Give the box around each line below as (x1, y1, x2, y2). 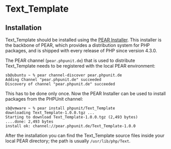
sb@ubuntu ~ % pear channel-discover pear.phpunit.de (5, 73, 123, 78)
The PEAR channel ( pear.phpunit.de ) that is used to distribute (5, 57, 135, 64)
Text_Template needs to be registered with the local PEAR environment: (5, 63, 156, 69)
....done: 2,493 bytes (5, 119, 54, 124)
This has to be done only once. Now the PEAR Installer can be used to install (5, 91, 166, 97)
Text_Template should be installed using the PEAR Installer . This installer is (5, 37, 162, 43)
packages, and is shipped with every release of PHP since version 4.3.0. (5, 48, 157, 53)
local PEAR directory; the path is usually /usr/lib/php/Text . (5, 138, 131, 144)
